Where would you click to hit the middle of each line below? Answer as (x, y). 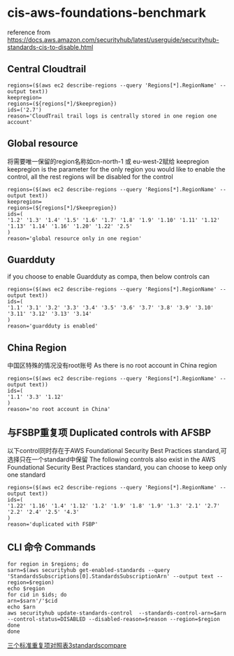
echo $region (26, 588)
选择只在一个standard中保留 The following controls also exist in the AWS (111, 459)
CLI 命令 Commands (52, 547)
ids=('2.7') (24, 110)
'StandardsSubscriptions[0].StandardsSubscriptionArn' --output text (111, 576)
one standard (26, 475)
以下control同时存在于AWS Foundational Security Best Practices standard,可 (117, 451)
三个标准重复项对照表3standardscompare (67, 645)
